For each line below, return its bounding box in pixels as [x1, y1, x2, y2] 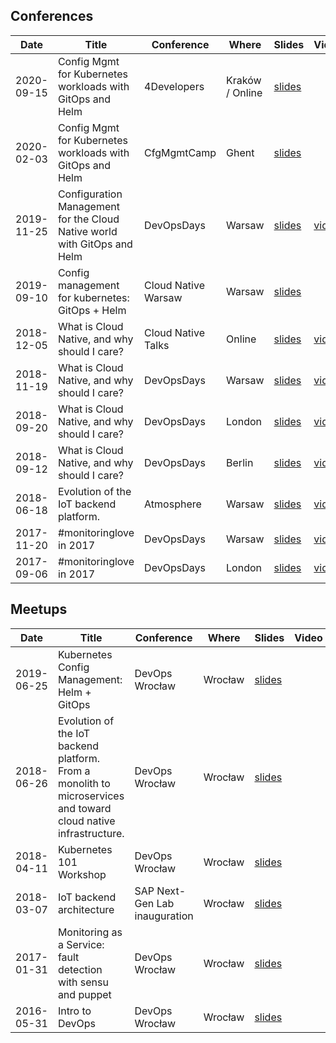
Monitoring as [57, 925, 123, 939]
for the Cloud [57, 212, 120, 226]
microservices [57, 789, 125, 803]
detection [57, 962, 103, 976]
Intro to [57, 1004, 92, 1018]
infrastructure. [57, 826, 125, 840]
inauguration [134, 909, 194, 923]
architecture [57, 902, 115, 916]
